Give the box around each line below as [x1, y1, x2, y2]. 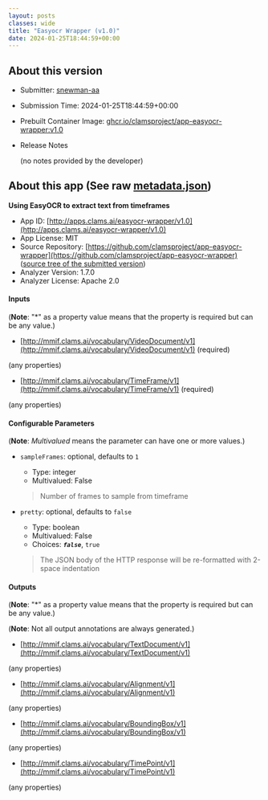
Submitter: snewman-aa [19, 85, 100, 95]
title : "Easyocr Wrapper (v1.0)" [8, 27, 120, 35]
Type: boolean [31, 523, 80, 533]
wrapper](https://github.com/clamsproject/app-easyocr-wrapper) [19, 250, 238, 259]
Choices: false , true [31, 540, 100, 549]
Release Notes [19, 141, 68, 150]
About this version [8, 63, 103, 77]
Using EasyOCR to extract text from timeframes [8, 200, 170, 210]
